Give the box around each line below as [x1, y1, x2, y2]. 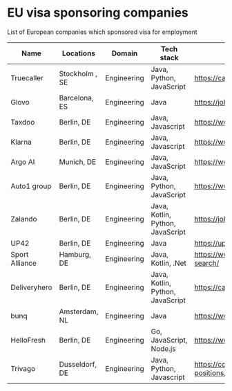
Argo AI [10, 157, 35, 167]
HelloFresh [10, 335, 46, 345]
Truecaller [10, 73, 43, 82]
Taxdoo [10, 117, 35, 127]
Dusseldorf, [59, 359, 97, 369]
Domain [111, 48, 138, 58]
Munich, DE [59, 157, 97, 167]
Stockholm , [59, 69, 98, 78]
